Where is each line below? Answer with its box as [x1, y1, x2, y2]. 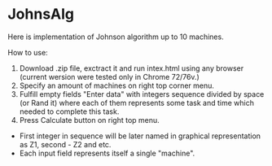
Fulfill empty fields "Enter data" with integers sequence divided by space [19, 89, 265, 98]
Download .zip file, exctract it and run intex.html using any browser [19, 63, 244, 73]
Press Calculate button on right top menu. [19, 115, 160, 124]
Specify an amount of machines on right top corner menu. [19, 81, 215, 90]
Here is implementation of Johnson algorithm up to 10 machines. [7, 32, 225, 41]
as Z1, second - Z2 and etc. [19, 139, 112, 149]
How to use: [7, 47, 48, 57]
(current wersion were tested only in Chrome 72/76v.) [19, 72, 200, 81]
